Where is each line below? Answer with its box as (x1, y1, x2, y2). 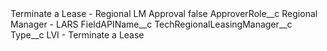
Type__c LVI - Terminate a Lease (10, 29, 145, 41)
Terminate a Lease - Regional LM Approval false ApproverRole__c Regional (10, 8, 318, 19)
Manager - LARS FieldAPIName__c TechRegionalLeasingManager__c (10, 18, 293, 30)
